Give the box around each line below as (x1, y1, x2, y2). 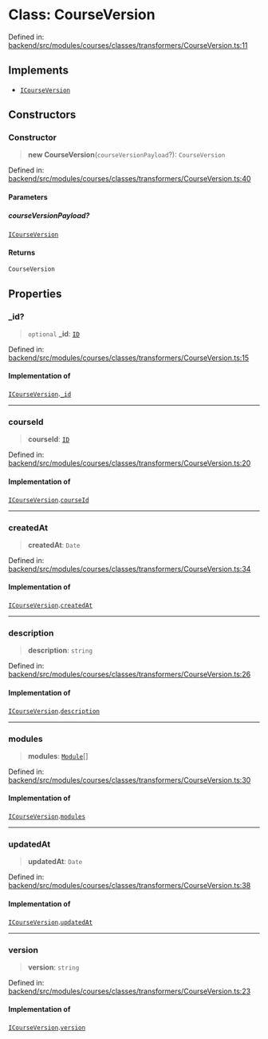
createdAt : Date (27, 540, 81, 549)
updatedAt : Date (27, 857, 83, 866)
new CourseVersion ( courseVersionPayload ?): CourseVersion (27, 150, 226, 160)
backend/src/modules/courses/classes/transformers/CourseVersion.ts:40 (8, 174, 251, 184)
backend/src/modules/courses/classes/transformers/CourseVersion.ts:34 (8, 564, 251, 573)
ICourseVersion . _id (8, 389, 72, 399)
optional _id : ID (27, 329, 80, 339)
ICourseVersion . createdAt (8, 601, 93, 610)
